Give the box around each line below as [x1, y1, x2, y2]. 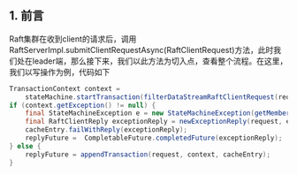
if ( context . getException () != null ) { [9, 101, 156, 110]
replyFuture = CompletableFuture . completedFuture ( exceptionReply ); [25, 133, 283, 143]
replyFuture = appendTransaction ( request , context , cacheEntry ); [25, 149, 271, 159]
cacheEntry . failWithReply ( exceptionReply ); [25, 126, 188, 134]
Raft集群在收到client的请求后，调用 [9, 34, 137, 44]
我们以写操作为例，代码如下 [9, 66, 110, 77]
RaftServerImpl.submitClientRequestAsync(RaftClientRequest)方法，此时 [9, 44, 274, 55]
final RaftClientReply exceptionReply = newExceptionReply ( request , [25, 118, 283, 126]
